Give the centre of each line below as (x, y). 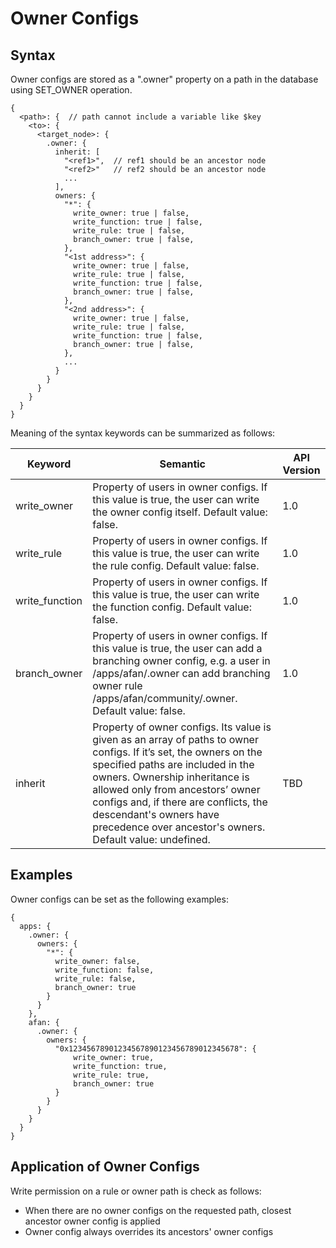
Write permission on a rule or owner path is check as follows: (136, 1191)
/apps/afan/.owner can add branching (181, 673)
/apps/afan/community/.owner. (165, 698)
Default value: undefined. (151, 839)
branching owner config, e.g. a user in (181, 660)
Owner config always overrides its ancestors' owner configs (149, 1231)
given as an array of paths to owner (175, 739)
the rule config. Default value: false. (176, 565)
